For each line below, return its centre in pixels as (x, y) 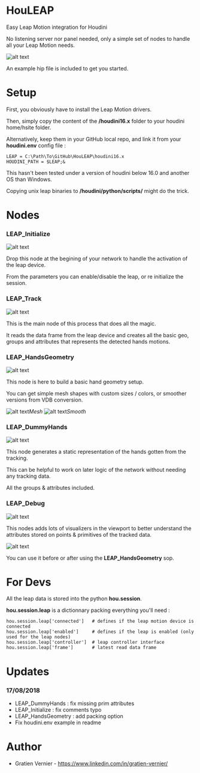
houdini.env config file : (36, 145)
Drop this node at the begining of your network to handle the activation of (97, 258)
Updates (28, 671)
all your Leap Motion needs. (40, 45)
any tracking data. (28, 476)
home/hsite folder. (29, 127)
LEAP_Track (24, 299)
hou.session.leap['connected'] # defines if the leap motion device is (100, 622)
